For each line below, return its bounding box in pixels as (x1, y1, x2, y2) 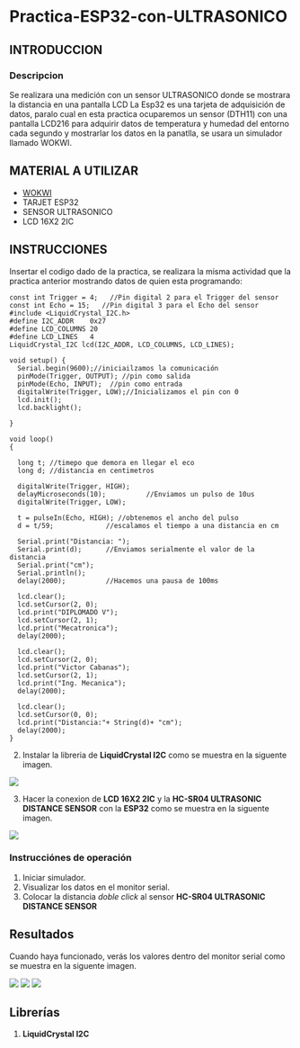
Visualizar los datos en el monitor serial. (22, 882, 171, 892)
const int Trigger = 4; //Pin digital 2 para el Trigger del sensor (9, 292, 279, 302)
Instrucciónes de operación (9, 852, 132, 864)
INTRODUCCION (9, 42, 103, 58)
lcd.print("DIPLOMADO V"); (17, 607, 119, 617)
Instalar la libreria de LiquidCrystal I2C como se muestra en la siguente (22, 749, 287, 760)
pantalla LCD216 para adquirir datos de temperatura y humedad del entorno (9, 118, 290, 129)
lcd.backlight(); (17, 403, 83, 412)
